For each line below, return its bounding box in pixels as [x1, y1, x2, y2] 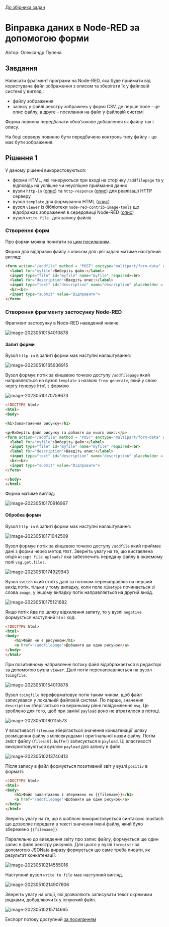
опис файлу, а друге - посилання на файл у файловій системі [12, 109, 144, 115]
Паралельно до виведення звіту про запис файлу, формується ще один [5, 836, 159, 842]
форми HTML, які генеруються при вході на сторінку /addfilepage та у [12, 177, 164, 183]
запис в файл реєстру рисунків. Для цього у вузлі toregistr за [5, 841, 140, 847]
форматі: [5, 768, 24, 774]
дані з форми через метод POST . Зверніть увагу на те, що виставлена [5, 548, 153, 554]
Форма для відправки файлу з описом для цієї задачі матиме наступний [5, 248, 161, 254]
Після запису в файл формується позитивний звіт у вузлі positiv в [5, 763, 148, 769]
